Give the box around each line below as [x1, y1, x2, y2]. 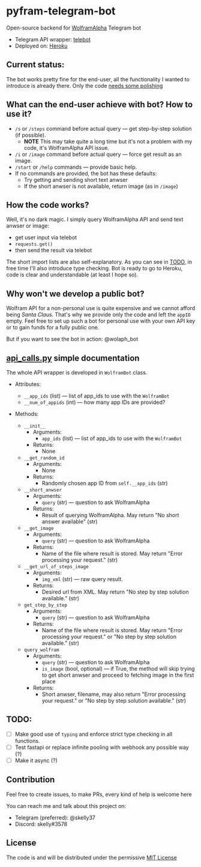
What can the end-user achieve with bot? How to [6, 99, 193, 110]
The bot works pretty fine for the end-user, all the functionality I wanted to [6, 75, 190, 82]
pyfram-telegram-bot [6, 4, 116, 18]
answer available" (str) [41, 518, 98, 525]
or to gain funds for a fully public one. [6, 324, 100, 331]
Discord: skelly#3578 [14, 820, 68, 827]
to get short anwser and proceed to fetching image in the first [41, 671, 194, 679]
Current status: [6, 60, 65, 70]
